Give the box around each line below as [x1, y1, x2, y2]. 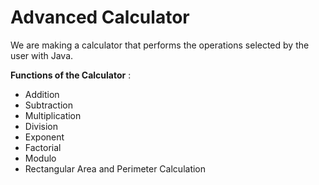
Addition [24, 88, 60, 100]
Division [24, 120, 58, 132]
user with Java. [10, 49, 74, 61]
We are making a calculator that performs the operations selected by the [10, 39, 310, 51]
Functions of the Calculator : [10, 69, 132, 81]
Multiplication [24, 109, 82, 121]
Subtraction [24, 99, 73, 111]
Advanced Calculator [10, 6, 190, 29]
